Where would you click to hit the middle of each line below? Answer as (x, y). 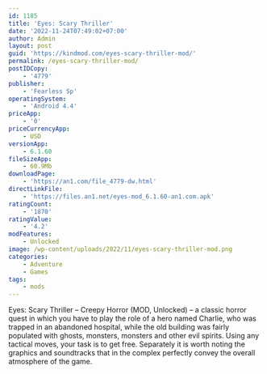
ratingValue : (30, 219)
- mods (34, 287)
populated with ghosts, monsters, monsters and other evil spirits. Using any (134, 336)
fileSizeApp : (30, 159)
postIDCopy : (28, 69)
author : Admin (32, 38)
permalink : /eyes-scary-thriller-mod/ (73, 62)
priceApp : (25, 114)
